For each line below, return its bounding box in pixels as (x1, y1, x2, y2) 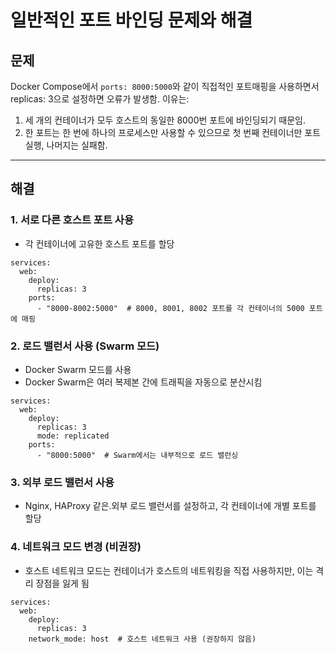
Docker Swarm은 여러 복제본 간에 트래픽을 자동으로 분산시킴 (24, 376, 263, 388)
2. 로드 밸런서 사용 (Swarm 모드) (10, 339, 160, 353)
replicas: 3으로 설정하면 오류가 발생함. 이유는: (10, 93, 190, 105)
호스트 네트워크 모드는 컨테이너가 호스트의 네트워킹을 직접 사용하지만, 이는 (24, 564, 314, 576)
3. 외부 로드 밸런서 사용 (10, 475, 115, 489)
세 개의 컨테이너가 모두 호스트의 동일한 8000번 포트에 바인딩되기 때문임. (24, 114, 306, 126)
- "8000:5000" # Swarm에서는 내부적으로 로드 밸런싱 (36, 450, 239, 460)
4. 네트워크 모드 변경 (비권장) (10, 540, 142, 554)
